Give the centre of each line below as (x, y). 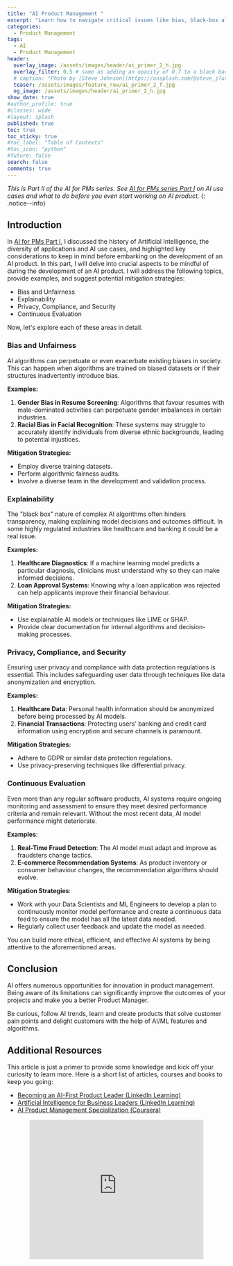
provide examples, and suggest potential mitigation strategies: (96, 278)
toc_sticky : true (32, 136)
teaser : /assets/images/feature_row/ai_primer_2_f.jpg (94, 85)
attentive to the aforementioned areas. (62, 947)
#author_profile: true (40, 104)
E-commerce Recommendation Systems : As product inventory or (112, 863)
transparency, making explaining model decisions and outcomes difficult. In (115, 522)
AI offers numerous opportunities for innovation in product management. (111, 985)
